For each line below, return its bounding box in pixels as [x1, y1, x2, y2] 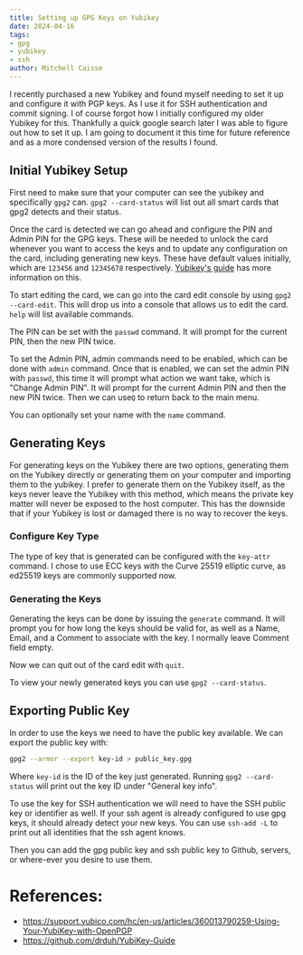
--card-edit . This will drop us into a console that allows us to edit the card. [9, 299, 289, 310]
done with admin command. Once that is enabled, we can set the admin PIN [9, 363, 289, 374]
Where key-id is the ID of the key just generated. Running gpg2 [9, 770, 242, 781]
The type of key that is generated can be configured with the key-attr [9, 550, 271, 561]
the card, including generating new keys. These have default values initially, [9, 253, 292, 263]
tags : [9, 30, 30, 39]
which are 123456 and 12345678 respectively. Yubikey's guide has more [9, 262, 271, 272]
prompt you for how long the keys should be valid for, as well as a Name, [9, 623, 280, 634]
